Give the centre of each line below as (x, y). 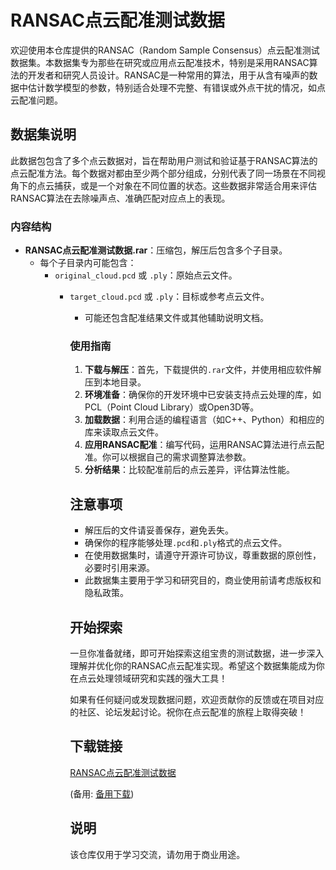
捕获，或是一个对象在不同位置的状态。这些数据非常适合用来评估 (185, 185)
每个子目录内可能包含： (88, 263)
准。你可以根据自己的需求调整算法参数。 (168, 457)
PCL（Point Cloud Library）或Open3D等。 (172, 407)
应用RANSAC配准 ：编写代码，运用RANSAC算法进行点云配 (204, 445)
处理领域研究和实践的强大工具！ (162, 678)
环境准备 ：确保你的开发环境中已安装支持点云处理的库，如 (203, 395)
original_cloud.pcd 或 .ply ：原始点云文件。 (146, 275)
